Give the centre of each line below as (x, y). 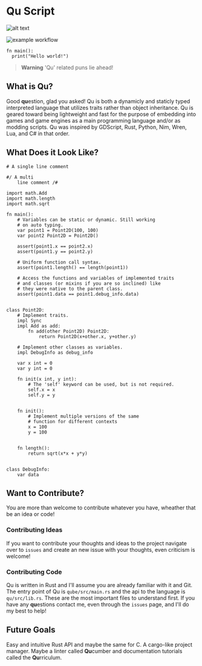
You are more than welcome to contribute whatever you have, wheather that (101, 508)
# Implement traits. (43, 315)
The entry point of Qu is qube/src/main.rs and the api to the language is (96, 591)
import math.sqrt (28, 204)
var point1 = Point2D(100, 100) (58, 230)
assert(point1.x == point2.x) (55, 246)
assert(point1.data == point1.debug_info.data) (78, 294)
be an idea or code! (31, 514)
